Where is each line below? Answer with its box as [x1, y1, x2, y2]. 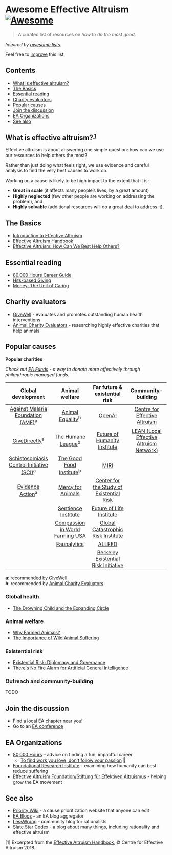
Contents [5, 66, 36, 75]
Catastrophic [92, 526, 123, 533]
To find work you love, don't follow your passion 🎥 [20, 757, 126, 763]
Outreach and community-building [5, 677, 94, 685]
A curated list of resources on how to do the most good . [17, 31, 136, 37]
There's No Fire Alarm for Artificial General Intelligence [12, 665, 129, 671]
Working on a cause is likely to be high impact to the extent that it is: [5, 178, 149, 184]
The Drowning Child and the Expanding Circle [12, 605, 109, 611]
